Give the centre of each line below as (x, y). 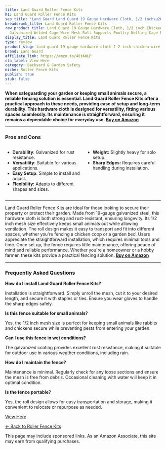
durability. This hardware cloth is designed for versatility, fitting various (80, 109)
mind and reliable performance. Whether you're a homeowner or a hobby (80, 250)
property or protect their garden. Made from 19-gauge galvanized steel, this (82, 213)
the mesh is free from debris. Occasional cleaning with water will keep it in (81, 377)
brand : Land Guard (24, 51)
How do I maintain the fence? (36, 363)
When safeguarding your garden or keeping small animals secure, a (76, 93)
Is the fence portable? (28, 392)
